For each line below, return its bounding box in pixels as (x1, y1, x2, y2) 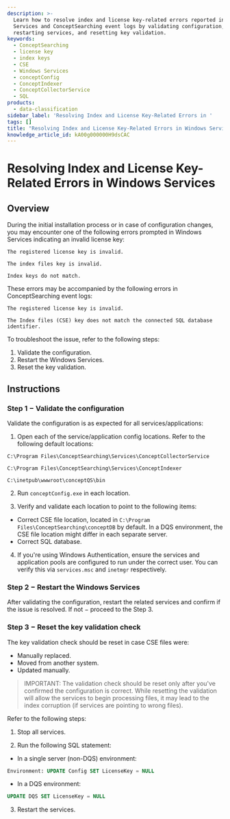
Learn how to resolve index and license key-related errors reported (13, 16, 216, 23)
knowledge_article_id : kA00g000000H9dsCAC (7, 131, 130, 138)
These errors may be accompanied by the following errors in (7, 285, 178, 293)
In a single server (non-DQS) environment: (16, 754, 137, 762)
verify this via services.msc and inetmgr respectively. (16, 565, 167, 573)
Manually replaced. (16, 651, 72, 659)
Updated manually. (16, 666, 71, 674)
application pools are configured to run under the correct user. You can (16, 558, 218, 566)
